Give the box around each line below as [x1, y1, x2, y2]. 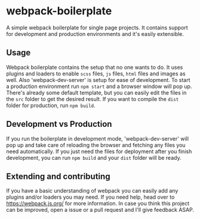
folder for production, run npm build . [6, 102, 96, 109]
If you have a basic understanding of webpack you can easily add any [6, 187, 179, 194]
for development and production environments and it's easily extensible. [6, 30, 184, 37]
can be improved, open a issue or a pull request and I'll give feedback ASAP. [6, 206, 194, 214]
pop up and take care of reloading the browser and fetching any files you [6, 141, 186, 148]
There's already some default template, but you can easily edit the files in [6, 89, 187, 96]
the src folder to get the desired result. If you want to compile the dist [6, 95, 179, 102]
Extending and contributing [6, 171, 110, 181]
